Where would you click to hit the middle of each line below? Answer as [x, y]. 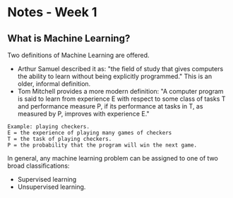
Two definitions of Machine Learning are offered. [78, 55]
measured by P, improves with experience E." [83, 114]
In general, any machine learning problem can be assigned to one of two [113, 158]
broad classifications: [38, 166]
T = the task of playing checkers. [60, 139]
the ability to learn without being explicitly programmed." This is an [115, 76]
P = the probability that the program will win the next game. [102, 145]
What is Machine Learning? [69, 38]
